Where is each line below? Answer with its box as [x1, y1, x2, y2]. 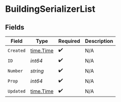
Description [85, 38, 113, 44]
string [30, 68, 44, 74]
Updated [7, 88, 26, 94]
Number [7, 68, 23, 73]
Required [58, 38, 80, 44]
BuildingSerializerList [5, 3, 96, 15]
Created [7, 48, 26, 53]
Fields [5, 23, 25, 32]
